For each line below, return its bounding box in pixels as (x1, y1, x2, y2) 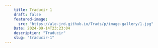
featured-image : (14, 16, 48, 21)
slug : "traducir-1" (14, 35, 55, 40)
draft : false (14, 12, 41, 17)
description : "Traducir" (14, 30, 66, 35)
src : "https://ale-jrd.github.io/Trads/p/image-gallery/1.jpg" (18, 21, 154, 26)
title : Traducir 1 (14, 7, 52, 12)
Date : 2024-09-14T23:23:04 (14, 26, 70, 31)
